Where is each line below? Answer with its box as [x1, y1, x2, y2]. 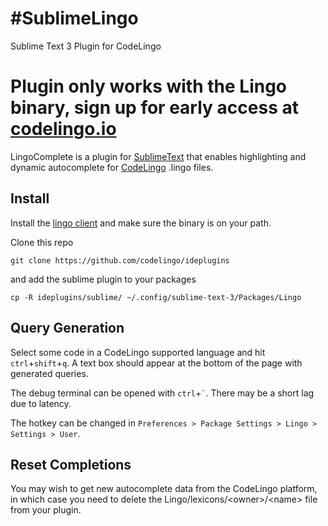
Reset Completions [10, 456, 132, 473]
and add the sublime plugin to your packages [10, 273, 197, 285]
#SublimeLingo [10, 7, 139, 30]
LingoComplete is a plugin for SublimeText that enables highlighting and [10, 150, 307, 162]
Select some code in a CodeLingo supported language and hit [10, 346, 266, 358]
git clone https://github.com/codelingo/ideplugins [10, 255, 230, 266]
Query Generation [10, 320, 125, 337]
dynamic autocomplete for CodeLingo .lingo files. [10, 161, 214, 173]
